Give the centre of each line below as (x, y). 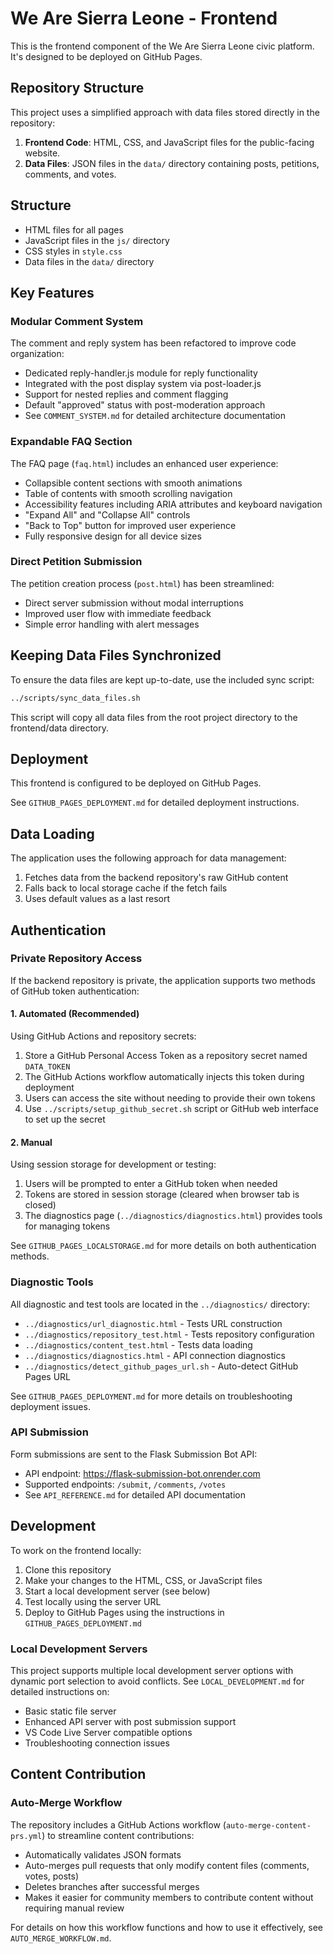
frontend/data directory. (60, 728)
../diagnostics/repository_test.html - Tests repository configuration (169, 1334)
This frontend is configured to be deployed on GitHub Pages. (136, 783)
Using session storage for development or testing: (113, 1164)
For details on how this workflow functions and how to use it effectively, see (166, 1927)
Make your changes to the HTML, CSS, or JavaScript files (143, 1580)
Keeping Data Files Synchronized (116, 655)
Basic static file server (70, 1711)
